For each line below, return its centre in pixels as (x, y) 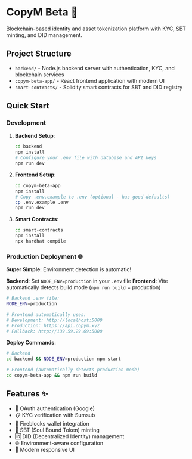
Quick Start (28, 106)
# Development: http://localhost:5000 (54, 320)
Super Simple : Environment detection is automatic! (69, 269)
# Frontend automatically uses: (46, 314)
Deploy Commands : (31, 343)
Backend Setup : (35, 136)
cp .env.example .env (41, 202)
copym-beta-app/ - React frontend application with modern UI (90, 80)
